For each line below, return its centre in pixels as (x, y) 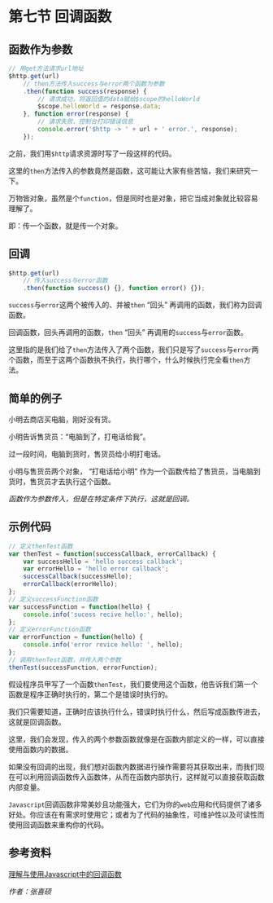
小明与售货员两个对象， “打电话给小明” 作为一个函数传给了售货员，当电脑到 (135, 471)
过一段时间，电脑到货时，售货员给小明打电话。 (87, 454)
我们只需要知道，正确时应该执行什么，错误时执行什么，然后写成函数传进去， (136, 711)
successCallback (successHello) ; (78, 577)
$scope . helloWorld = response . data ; (100, 107)
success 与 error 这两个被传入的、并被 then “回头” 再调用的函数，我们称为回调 (135, 305)
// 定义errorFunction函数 (50, 630)
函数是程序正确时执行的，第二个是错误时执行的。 (90, 694)
